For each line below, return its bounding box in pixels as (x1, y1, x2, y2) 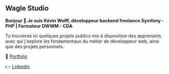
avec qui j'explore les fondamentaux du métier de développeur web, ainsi (5, 38, 159, 44)
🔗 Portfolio (5, 53, 28, 59)
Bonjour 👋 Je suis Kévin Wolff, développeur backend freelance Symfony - (5, 17, 164, 23)
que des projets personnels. (5, 43, 64, 50)
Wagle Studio (5, 4, 49, 13)
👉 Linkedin (5, 63, 30, 69)
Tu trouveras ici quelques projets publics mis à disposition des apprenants (5, 32, 162, 39)
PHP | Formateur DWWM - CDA (5, 23, 73, 29)
